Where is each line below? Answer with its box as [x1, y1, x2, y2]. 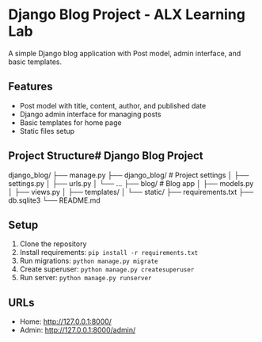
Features [8, 80, 53, 93]
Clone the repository [19, 239, 87, 249]
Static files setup [19, 126, 75, 135]
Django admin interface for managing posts [19, 109, 161, 119]
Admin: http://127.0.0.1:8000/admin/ [19, 325, 136, 335]
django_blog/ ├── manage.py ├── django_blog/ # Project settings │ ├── [8, 170, 249, 180]
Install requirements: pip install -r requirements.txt [19, 248, 199, 257]
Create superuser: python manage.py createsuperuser [19, 264, 195, 274]
